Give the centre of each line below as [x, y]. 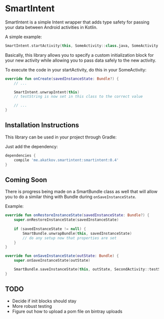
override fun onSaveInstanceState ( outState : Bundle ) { [62, 256]
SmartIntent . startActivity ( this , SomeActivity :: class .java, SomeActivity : [83, 46]
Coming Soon [26, 180]
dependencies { [20, 155]
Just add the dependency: [31, 146]
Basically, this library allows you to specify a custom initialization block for [80, 55]
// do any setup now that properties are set [70, 238]
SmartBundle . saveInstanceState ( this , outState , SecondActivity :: [82, 270]
